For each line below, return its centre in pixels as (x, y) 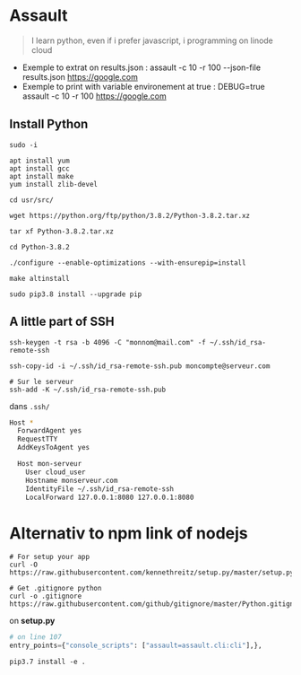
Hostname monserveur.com (72, 480)
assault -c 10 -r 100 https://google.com (95, 96)
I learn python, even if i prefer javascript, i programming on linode (152, 40)
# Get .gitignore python (56, 589)
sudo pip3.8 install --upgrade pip (76, 294)
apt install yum (39, 161)
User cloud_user (56, 472)
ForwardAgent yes (50, 431)
